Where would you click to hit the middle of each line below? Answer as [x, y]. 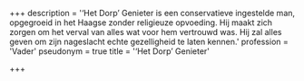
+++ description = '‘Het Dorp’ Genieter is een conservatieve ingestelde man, [152, 13]
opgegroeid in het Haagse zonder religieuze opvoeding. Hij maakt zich [141, 22]
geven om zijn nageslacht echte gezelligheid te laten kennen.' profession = [149, 41]
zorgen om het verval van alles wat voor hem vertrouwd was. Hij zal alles [146, 32]
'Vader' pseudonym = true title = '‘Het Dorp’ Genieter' [110, 51]
